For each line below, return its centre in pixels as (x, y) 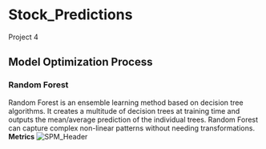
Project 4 (23, 37)
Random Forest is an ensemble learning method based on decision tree (126, 103)
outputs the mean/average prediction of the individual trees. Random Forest (133, 119)
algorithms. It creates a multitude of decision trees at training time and (124, 111)
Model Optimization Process (81, 62)
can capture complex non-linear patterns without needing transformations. (131, 128)
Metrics (22, 136)
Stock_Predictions (71, 15)
